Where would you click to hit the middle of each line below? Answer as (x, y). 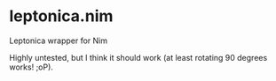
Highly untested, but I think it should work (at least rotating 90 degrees (138, 57)
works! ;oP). (31, 67)
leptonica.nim (61, 16)
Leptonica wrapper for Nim (59, 40)
